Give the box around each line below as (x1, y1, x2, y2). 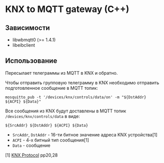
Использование (5, 57, 57, 65)
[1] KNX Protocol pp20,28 (5, 152, 58, 158)
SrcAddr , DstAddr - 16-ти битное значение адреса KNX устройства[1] (12, 131, 157, 137)
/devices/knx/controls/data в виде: (5, 113, 80, 119)
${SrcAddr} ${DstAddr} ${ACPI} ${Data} (5, 123, 88, 128)
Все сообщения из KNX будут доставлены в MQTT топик (5, 108, 126, 114)
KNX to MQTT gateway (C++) (5, 4, 129, 15)
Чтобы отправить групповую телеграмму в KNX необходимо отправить (5, 79, 159, 86)
